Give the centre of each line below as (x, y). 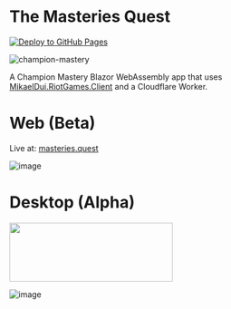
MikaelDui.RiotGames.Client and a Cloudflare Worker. (109, 86)
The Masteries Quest (90, 17)
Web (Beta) (53, 123)
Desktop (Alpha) (72, 203)
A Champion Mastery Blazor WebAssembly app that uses (116, 77)
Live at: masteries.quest (54, 148)
